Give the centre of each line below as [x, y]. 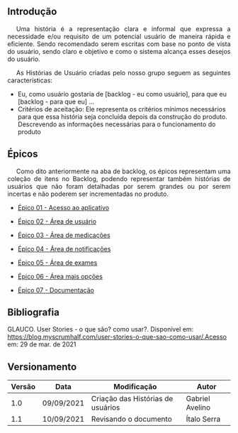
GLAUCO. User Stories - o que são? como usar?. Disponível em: [101, 329]
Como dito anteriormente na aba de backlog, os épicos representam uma [124, 171]
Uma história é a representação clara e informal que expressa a [124, 28]
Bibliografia [34, 313]
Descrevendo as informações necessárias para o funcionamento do [117, 124]
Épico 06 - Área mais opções [60, 276]
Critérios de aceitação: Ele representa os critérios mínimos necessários [121, 109]
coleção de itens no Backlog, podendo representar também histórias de [119, 179]
